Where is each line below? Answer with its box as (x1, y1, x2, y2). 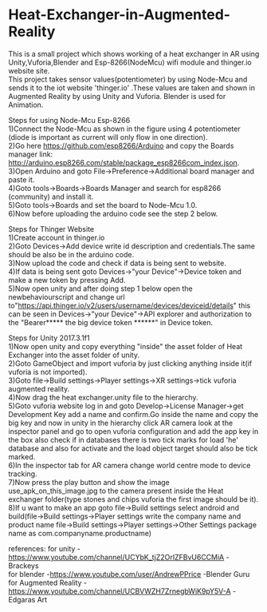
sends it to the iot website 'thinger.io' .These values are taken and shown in (8, 82, 255, 93)
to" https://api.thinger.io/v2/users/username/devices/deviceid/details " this (8, 300, 251, 310)
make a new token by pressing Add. (8, 275, 126, 284)
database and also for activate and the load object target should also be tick (8, 443, 258, 453)
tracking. (8, 469, 37, 479)
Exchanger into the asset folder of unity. (8, 350, 139, 360)
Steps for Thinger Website (8, 224, 94, 233)
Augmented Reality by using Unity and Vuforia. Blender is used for (8, 91, 226, 101)
